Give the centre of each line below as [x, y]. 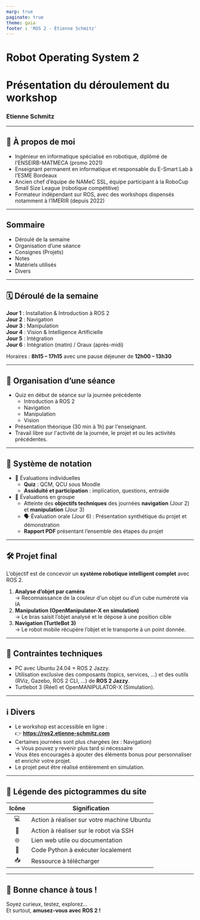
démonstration [41, 525]
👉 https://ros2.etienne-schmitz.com [62, 734]
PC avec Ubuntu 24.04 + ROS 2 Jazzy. [62, 668]
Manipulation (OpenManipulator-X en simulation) [77, 610]
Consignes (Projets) [39, 252]
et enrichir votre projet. [43, 761]
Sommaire [26, 225]
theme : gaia [21, 23]
